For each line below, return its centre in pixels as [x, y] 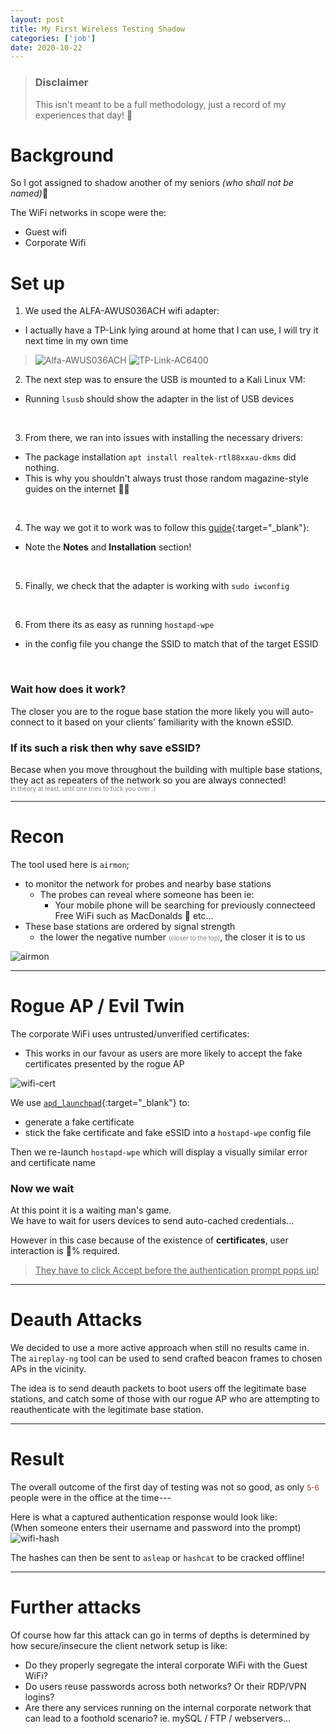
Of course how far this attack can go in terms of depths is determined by [160, 1635]
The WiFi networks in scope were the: [88, 213]
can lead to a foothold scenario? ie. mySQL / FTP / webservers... [157, 1718]
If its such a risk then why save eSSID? [106, 748]
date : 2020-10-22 [46, 47]
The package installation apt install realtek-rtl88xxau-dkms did [160, 457]
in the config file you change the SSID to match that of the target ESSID [171, 644]
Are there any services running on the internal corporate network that [168, 1707]
